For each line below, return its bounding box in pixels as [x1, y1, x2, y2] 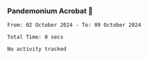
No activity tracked [7, 46, 67, 53]
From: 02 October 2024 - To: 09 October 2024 [7, 22, 141, 29]
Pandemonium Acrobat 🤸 [7, 6, 94, 16]
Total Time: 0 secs [7, 34, 64, 40]
